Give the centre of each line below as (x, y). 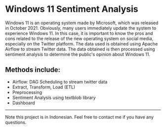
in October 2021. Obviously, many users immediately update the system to (81, 28)
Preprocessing (27, 92)
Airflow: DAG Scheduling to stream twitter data (60, 82)
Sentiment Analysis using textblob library (54, 97)
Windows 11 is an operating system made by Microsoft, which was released (82, 23)
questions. (16, 122)
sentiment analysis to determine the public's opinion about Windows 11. (78, 54)
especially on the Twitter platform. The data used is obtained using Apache (82, 43)
